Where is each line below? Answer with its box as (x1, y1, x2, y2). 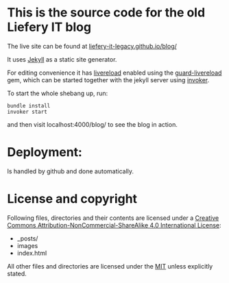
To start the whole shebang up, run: (7, 89, 108, 97)
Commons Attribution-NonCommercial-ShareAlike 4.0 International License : (7, 221, 221, 229)
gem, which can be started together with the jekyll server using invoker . (7, 75, 210, 84)
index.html (16, 249, 47, 257)
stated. (7, 269, 27, 278)
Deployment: (7, 145, 82, 160)
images (16, 241, 38, 249)
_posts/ (16, 234, 38, 243)
